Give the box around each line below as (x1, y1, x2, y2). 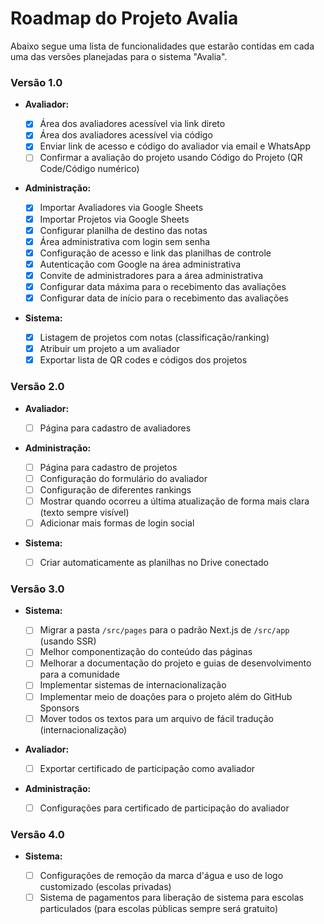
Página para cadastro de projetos (39, 461, 178, 473)
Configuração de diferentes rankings (39, 483, 192, 496)
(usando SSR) (39, 635, 97, 647)
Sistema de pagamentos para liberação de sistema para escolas (39, 892, 304, 904)
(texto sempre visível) (39, 506, 130, 518)
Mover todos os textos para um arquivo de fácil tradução (39, 712, 274, 724)
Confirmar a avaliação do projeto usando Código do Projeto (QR (39, 152, 303, 164)
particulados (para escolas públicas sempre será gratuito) (39, 903, 279, 915)
